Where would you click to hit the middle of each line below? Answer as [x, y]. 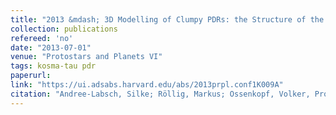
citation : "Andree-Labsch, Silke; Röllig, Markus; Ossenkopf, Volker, [160, 94]
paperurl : [31, 76]
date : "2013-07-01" [51, 47]
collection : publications [64, 29]
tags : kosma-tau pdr [53, 66]
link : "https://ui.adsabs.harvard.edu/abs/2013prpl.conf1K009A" [147, 85]
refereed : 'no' [42, 38]
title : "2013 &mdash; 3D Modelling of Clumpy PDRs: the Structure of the [167, 19]
